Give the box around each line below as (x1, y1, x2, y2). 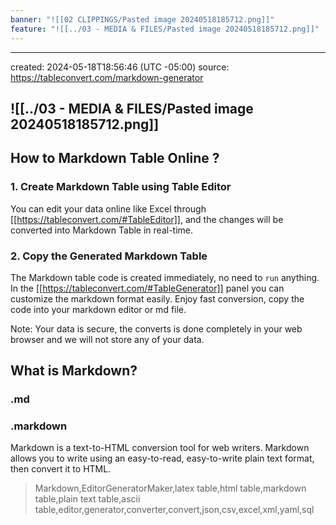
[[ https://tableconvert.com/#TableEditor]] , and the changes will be (10, 213, 284, 225)
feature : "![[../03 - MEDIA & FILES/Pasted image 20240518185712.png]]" (10, 24, 320, 34)
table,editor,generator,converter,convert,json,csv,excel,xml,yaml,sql (34, 504, 315, 516)
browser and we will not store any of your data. (10, 333, 205, 345)
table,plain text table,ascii (34, 493, 141, 505)
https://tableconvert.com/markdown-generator (10, 71, 204, 83)
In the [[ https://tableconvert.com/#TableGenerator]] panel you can (10, 282, 285, 294)
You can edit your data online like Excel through (10, 202, 207, 215)
